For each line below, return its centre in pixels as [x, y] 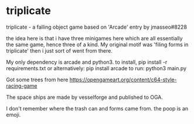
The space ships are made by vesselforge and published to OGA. [84, 97]
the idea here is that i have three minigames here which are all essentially [94, 38]
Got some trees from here [37, 80]
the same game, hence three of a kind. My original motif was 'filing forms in [97, 44]
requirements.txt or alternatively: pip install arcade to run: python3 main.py [96, 68]
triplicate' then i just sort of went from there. [59, 50]
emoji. [13, 115]
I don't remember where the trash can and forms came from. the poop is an [97, 108]
